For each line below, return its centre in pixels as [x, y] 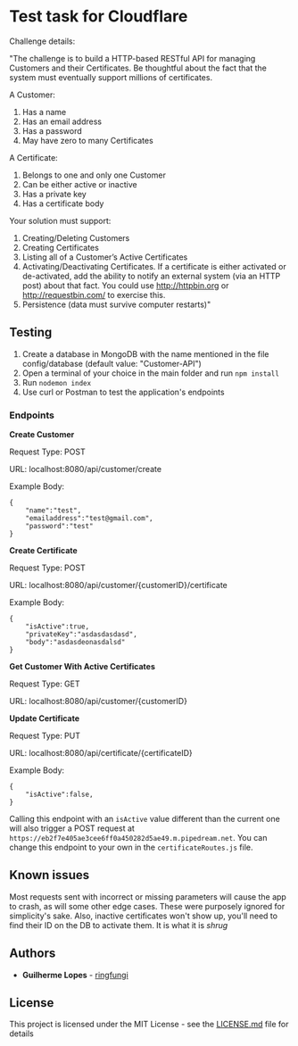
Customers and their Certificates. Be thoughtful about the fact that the [138, 68]
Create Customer [42, 435]
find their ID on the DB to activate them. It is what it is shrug [119, 925]
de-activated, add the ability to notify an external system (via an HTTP [151, 276]
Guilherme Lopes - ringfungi [75, 975]
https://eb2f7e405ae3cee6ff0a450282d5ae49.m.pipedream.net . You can [138, 838]
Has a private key [54, 194]
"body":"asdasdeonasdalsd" [75, 643]
